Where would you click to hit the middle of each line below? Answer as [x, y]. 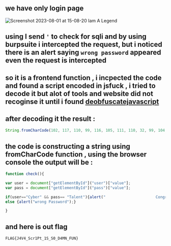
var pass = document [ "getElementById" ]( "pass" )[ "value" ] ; [68, 188]
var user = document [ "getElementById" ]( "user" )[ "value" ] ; [68, 183]
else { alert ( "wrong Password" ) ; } [41, 202]
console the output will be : [49, 162]
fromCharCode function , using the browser [76, 154]
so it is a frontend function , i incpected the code [83, 78]
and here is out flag [36, 226]
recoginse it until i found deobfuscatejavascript [82, 101]
